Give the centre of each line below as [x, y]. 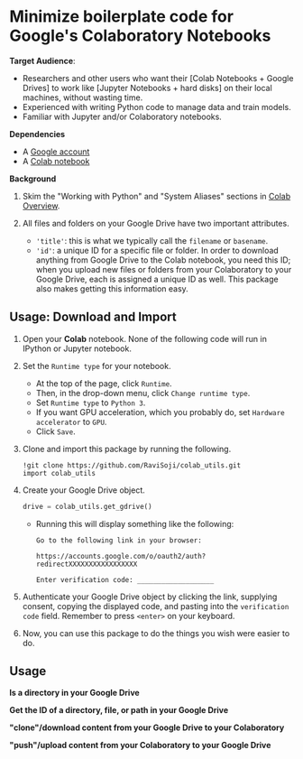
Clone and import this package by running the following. [127, 449]
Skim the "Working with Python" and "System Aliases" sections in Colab [156, 196]
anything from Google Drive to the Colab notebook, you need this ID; [163, 260]
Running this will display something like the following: [135, 523]
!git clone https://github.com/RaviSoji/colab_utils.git [132, 465]
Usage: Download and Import [93, 317]
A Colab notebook [56, 161]
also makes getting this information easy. [112, 288]
